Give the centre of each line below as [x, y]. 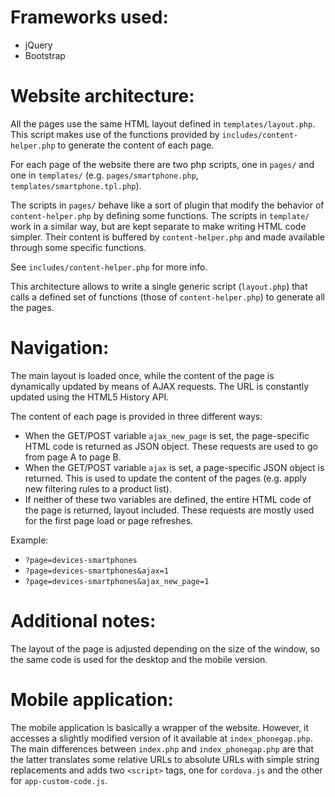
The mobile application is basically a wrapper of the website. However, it [160, 727]
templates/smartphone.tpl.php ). [76, 185]
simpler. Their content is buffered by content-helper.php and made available [167, 237]
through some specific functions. [78, 247]
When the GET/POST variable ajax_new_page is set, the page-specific [167, 435]
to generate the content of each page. [136, 145]
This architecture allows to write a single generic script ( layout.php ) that [159, 286]
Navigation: [60, 348]
